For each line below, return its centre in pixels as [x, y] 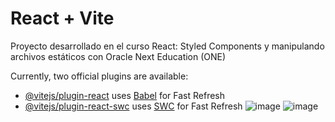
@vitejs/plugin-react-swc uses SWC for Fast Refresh [133, 106]
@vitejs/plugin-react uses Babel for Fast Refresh [125, 95]
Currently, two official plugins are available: [99, 76]
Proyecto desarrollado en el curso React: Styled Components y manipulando [167, 46]
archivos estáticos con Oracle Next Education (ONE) [118, 56]
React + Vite [62, 18]
